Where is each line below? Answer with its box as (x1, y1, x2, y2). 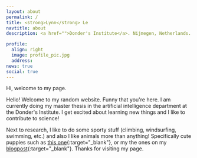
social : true (6, 68, 38, 74)
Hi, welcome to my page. (6, 85, 67, 92)
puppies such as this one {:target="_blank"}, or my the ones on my (6, 139, 167, 146)
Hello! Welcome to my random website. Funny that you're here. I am (6, 96, 171, 103)
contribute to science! (6, 115, 60, 122)
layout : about (6, 8, 41, 15)
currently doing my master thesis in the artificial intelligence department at (6, 103, 188, 110)
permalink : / (6, 14, 38, 20)
